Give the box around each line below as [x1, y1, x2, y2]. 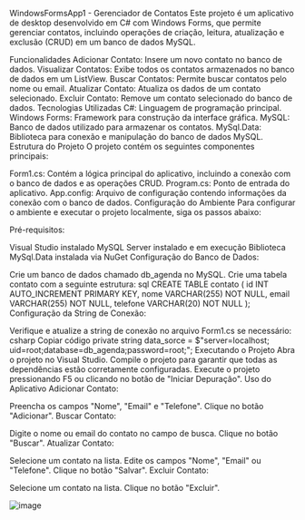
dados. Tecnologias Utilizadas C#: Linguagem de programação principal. [9, 103, 282, 113]
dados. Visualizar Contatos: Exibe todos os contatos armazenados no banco [9, 64, 295, 74]
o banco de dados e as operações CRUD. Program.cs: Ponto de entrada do [9, 178, 290, 189]
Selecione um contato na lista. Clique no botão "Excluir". [9, 483, 221, 493]
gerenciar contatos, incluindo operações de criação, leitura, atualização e [9, 27, 285, 37]
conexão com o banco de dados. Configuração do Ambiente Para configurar [9, 197, 296, 208]
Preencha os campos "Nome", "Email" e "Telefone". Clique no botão [9, 401, 264, 411]
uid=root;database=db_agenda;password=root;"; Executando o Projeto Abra [9, 345, 295, 355]
